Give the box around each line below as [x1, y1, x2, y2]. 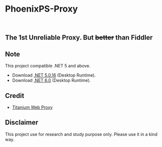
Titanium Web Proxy [12, 104, 53, 110]
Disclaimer [5, 118, 38, 127]
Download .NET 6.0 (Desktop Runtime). [12, 78, 91, 83]
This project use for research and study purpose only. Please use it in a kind [5, 131, 158, 137]
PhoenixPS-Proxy [5, 3, 78, 15]
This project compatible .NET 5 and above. [5, 63, 91, 69]
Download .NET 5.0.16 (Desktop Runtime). [12, 72, 96, 78]
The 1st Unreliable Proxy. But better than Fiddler [5, 33, 153, 42]
